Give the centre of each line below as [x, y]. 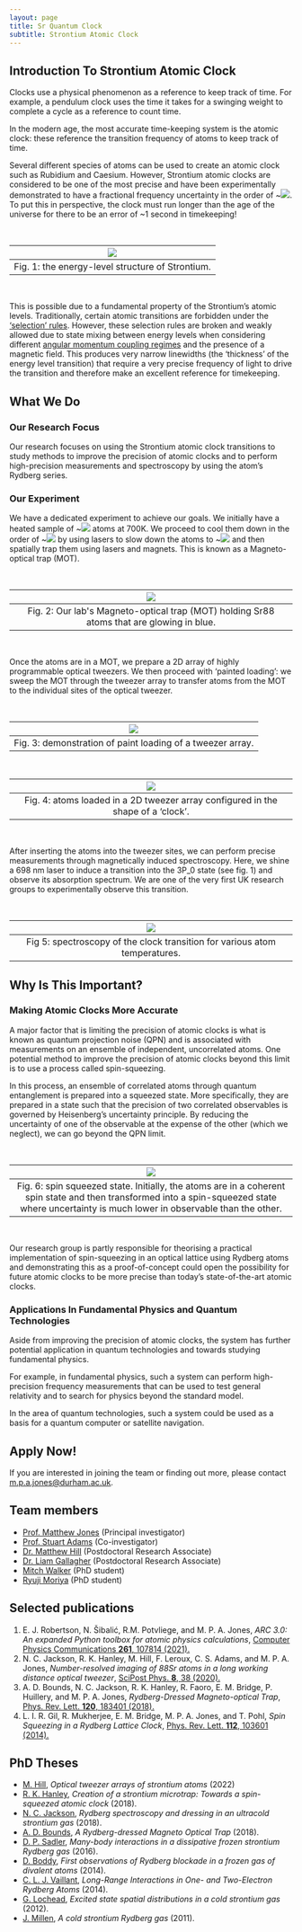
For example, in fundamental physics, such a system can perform [130, 1377]
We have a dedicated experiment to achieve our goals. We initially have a [145, 518]
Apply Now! [43, 1451]
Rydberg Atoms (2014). [65, 1890]
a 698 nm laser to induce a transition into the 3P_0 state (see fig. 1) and [141, 870]
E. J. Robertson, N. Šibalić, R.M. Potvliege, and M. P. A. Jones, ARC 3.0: [155, 1630]
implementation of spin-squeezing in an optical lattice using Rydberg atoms [149, 1257]
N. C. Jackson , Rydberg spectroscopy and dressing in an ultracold [146, 1813]
